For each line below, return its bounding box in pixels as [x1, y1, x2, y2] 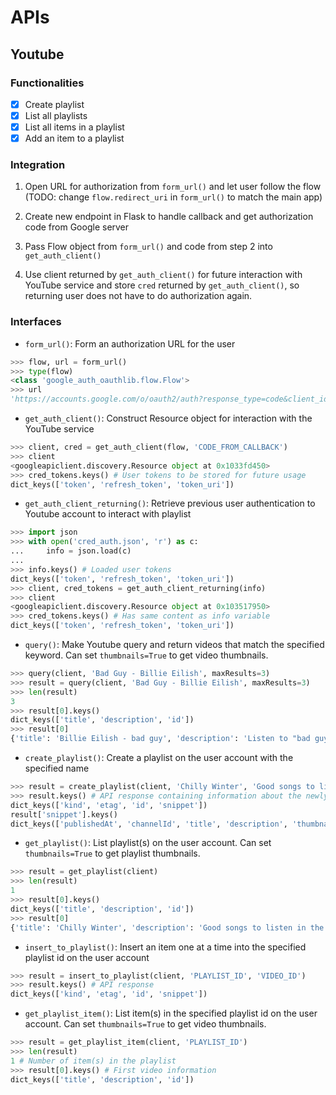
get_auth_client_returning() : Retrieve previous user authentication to [24, 497, 316, 510]
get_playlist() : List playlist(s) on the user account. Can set [24, 837, 272, 849]
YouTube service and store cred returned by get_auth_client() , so [24, 279, 300, 291]
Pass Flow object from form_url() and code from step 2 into [24, 241, 273, 253]
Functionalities [10, 76, 85, 90]
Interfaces [10, 315, 62, 329]
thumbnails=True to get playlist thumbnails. [24, 847, 201, 860]
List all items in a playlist [24, 121, 125, 133]
